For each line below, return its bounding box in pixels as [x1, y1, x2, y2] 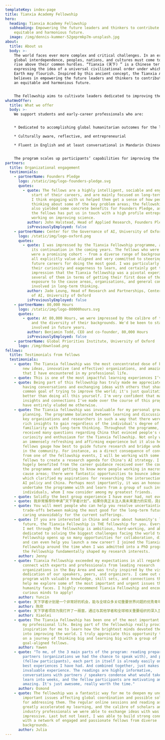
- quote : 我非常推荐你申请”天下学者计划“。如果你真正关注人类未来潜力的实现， [14, 499, 155, 504]
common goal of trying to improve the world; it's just [23, 389, 139, 394]
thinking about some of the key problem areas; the [31, 202, 139, 207]
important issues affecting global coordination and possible [23, 695, 153, 700]
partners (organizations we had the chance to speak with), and [23, 654, 157, 659]
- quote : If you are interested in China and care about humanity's [14, 517, 157, 522]
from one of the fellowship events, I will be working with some [23, 453, 160, 458]
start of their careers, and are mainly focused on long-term [31, 192, 162, 197]
